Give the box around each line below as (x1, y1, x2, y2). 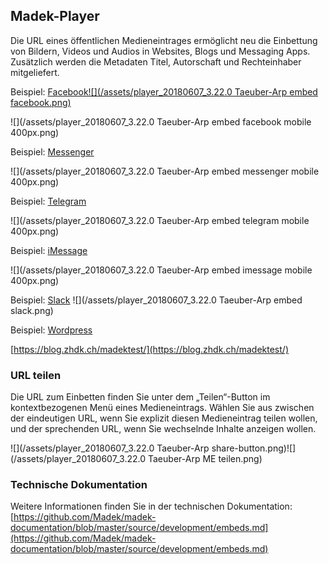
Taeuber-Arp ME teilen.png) (148, 453, 263, 465)
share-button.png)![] (211, 442, 297, 454)
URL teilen (10, 368, 62, 382)
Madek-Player (10, 8, 100, 25)
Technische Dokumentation (10, 478, 148, 492)
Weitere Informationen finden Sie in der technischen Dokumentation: (10, 500, 293, 513)
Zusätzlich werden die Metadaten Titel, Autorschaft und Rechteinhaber (10, 55, 302, 68)
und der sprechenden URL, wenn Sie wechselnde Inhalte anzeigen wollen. (10, 423, 317, 435)
